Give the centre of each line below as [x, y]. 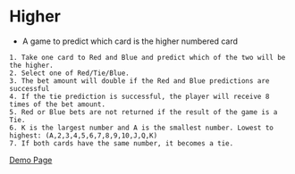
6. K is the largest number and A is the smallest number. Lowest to [142, 128]
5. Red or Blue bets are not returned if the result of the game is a [143, 112]
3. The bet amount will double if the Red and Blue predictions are [139, 81]
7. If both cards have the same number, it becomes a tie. [122, 143]
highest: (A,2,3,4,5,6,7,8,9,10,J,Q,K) [84, 136]
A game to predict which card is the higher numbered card [130, 41]
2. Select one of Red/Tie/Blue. [69, 73]
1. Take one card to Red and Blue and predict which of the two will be [147, 57]
